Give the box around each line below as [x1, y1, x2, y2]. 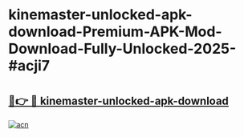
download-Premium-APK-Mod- [8, 22, 222, 41]
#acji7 [8, 57, 51, 75]
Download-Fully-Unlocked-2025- [8, 40, 237, 58]
